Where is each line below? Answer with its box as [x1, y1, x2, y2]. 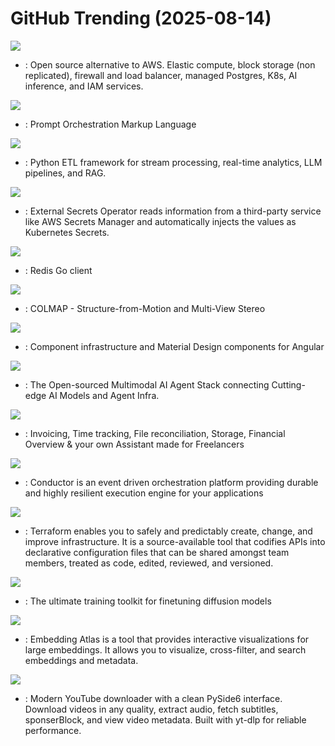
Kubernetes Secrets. [24, 226, 110, 238]
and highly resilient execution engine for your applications [24, 487, 264, 499]
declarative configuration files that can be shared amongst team [24, 546, 290, 558]
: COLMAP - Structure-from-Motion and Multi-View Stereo [24, 302, 266, 314]
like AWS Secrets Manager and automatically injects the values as [24, 215, 297, 227]
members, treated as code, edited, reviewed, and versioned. [24, 557, 274, 569]
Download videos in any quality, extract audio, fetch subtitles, [24, 703, 279, 715]
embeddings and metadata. [24, 654, 139, 666]
